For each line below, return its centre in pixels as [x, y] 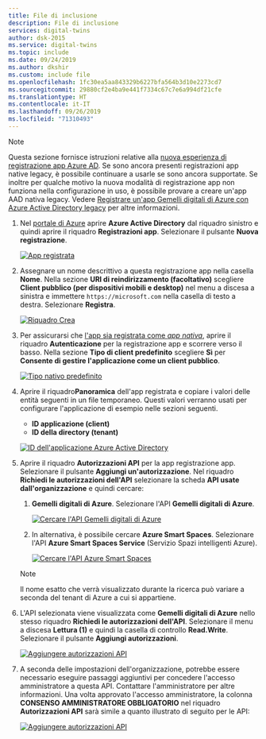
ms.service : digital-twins [53, 45]
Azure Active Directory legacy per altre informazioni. [94, 207]
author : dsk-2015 [37, 38]
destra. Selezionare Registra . [67, 304]
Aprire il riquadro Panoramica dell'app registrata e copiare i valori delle [135, 391]
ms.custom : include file [49, 75]
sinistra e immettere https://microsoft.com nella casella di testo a [127, 296]
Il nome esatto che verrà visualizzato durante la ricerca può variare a [132, 589]
